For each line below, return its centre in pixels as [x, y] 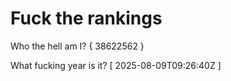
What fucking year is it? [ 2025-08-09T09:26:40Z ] [116, 65]
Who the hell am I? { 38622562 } [77, 46]
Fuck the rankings [86, 18]
